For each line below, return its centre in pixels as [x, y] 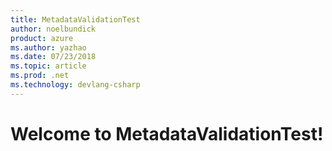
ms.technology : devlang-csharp [75, 85]
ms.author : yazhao [48, 47]
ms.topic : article [48, 66]
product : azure [42, 38]
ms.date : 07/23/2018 [53, 57]
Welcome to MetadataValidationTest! [167, 133]
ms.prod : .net [40, 76]
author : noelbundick [53, 29]
